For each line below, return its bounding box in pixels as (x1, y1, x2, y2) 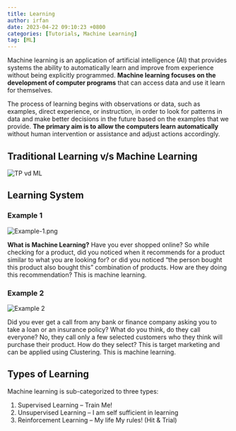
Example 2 (7, 288, 45, 297)
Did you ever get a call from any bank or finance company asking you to (7, 317, 217, 326)
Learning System (7, 189, 84, 201)
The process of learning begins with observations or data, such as (7, 100, 201, 108)
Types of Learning (7, 368, 90, 380)
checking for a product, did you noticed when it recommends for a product (7, 248, 225, 256)
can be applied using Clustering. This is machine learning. (7, 348, 177, 356)
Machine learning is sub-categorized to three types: (7, 386, 159, 396)
